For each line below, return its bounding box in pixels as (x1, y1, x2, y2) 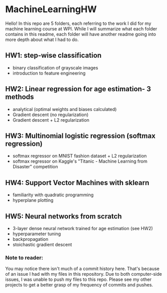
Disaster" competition (12, 164, 58, 170)
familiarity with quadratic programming (12, 192, 94, 198)
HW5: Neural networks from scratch (5, 212, 122, 221)
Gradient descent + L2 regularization (12, 117, 90, 123)
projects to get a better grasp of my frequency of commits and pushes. (5, 282, 153, 288)
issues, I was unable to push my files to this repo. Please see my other (5, 276, 152, 282)
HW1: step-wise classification (5, 51, 102, 60)
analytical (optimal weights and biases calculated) (12, 106, 117, 112)
